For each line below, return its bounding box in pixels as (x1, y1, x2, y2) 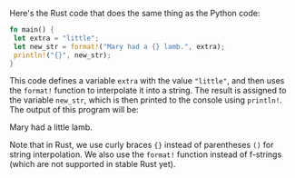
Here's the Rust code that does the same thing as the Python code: (9, 8, 261, 18)
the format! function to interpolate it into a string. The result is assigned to (9, 85, 287, 96)
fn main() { (9, 25, 54, 35)
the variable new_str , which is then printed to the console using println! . (9, 94, 283, 105)
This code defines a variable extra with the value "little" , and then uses (9, 75, 285, 86)
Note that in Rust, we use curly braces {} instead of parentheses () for (9, 140, 274, 151)
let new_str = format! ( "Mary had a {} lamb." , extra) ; (13, 42, 225, 51)
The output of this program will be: (9, 104, 139, 115)
